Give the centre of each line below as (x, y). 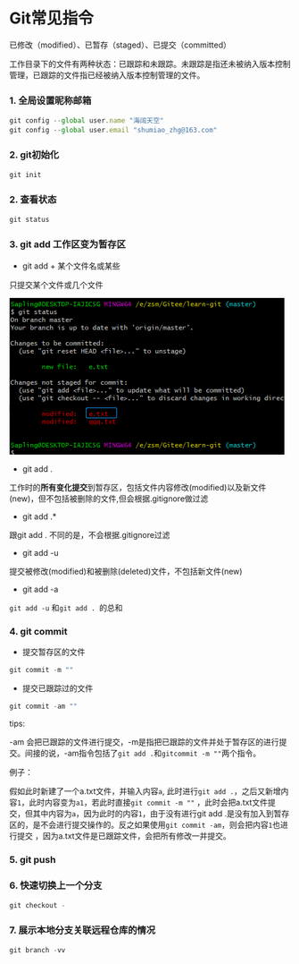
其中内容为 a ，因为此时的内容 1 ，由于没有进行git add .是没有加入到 (153, 813)
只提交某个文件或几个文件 (56, 285)
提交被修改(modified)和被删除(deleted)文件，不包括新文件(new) (126, 571)
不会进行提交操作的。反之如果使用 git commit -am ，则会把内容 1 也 (160, 824)
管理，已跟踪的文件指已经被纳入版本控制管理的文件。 (107, 75)
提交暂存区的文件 (54, 652)
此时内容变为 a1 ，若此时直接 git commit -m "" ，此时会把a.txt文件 (148, 802)
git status (29, 220)
